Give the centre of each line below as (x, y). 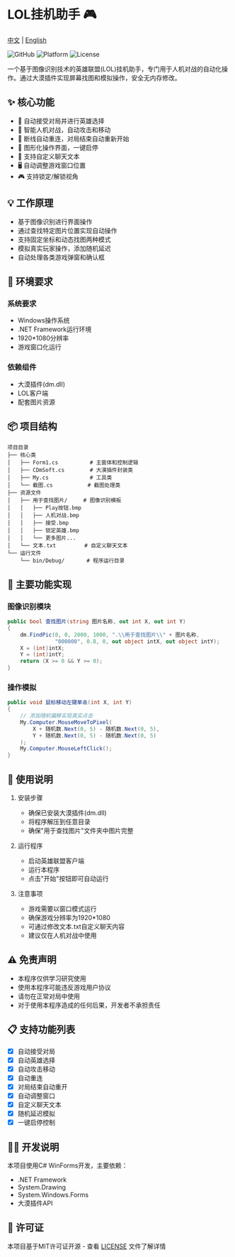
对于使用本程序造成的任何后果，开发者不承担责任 (89, 1005)
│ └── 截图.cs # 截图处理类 (64, 485)
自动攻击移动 (36, 1069)
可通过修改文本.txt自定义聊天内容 (76, 927)
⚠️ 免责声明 (32, 960)
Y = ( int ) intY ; (42, 654)
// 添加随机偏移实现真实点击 (57, 716)
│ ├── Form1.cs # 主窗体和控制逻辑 (73, 463)
